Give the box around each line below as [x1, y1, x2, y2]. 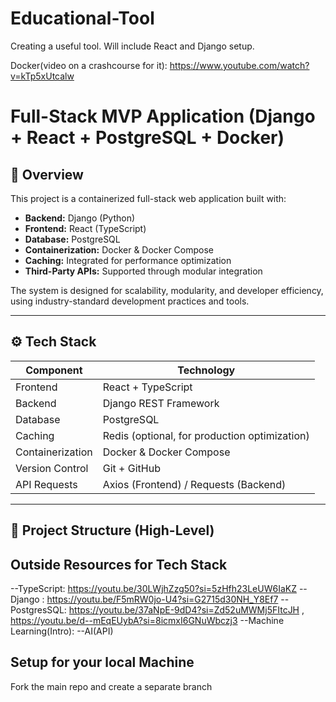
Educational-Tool [10, 7, 155, 30]
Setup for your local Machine [10, 654, 195, 671]
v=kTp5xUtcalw [10, 70, 75, 82]
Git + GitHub [102, 461, 161, 475]
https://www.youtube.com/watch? [169, 59, 310, 71]
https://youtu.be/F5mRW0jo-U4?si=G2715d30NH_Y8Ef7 [46, 593, 279, 605]
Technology [177, 363, 236, 377]
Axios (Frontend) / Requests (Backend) [102, 477, 287, 491]
